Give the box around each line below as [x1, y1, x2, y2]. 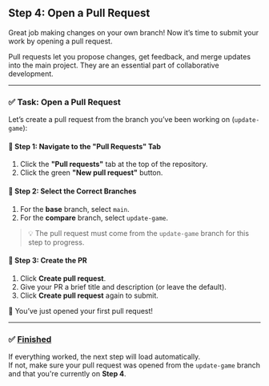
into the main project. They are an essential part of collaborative [8, 60, 219, 70]
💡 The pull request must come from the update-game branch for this [27, 228, 250, 238]
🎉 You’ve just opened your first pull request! [8, 306, 154, 315]
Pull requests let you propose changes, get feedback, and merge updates [8, 51, 251, 61]
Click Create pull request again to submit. [19, 291, 159, 300]
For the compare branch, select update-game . [19, 213, 169, 222]
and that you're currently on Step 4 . [8, 369, 126, 379]
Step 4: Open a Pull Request [8, 6, 151, 20]
